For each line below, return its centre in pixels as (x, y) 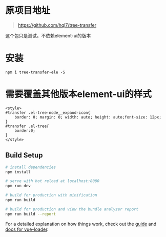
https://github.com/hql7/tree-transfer (57, 25)
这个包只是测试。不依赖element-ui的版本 (48, 35)
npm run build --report (31, 214)
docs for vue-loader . (27, 229)
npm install (18, 172)
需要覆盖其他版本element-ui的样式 (79, 94)
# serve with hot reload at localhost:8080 (53, 181)
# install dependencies (31, 167)
